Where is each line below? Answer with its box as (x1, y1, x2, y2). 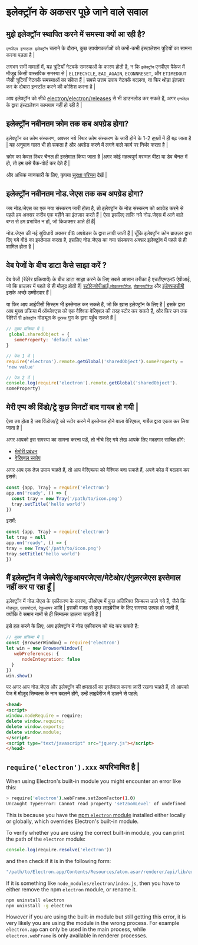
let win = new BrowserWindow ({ (6, 646, 83, 651)
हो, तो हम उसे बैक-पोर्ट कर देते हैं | (6, 159, 70, 167)
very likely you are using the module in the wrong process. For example (6, 920, 180, 927)
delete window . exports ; (6, 723, 65, 730)
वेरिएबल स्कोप (14, 455, 41, 462)
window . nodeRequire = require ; (6, 713, 83, 719)
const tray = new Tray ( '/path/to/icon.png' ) (11, 495, 123, 502)
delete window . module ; (6, 729, 62, 735)
